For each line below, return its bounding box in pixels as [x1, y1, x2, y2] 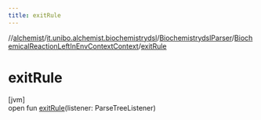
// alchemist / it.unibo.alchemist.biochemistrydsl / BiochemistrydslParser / [8, 33, 235, 42]
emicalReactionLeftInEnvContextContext [8, 41, 139, 51]
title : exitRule [8, 11, 61, 20]
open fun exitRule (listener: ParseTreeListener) [8, 103, 157, 112]
